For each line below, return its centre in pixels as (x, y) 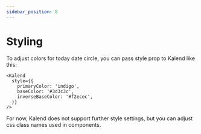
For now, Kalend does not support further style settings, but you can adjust (100, 118)
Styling (25, 41)
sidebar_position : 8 (32, 12)
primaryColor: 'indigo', (48, 86)
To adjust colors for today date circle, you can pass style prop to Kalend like (101, 58)
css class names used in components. (54, 124)
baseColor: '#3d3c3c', (46, 91)
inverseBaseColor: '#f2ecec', (55, 97)
